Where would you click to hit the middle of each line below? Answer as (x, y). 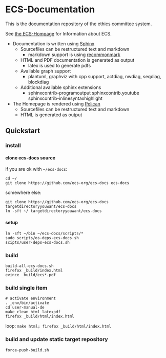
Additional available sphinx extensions (61, 87)
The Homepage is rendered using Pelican (57, 103)
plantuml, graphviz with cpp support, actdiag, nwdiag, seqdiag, (95, 76)
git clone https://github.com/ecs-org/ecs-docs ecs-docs (67, 183)
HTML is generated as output (51, 115)
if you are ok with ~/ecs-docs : (36, 169)
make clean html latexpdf (33, 312)
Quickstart (23, 131)
